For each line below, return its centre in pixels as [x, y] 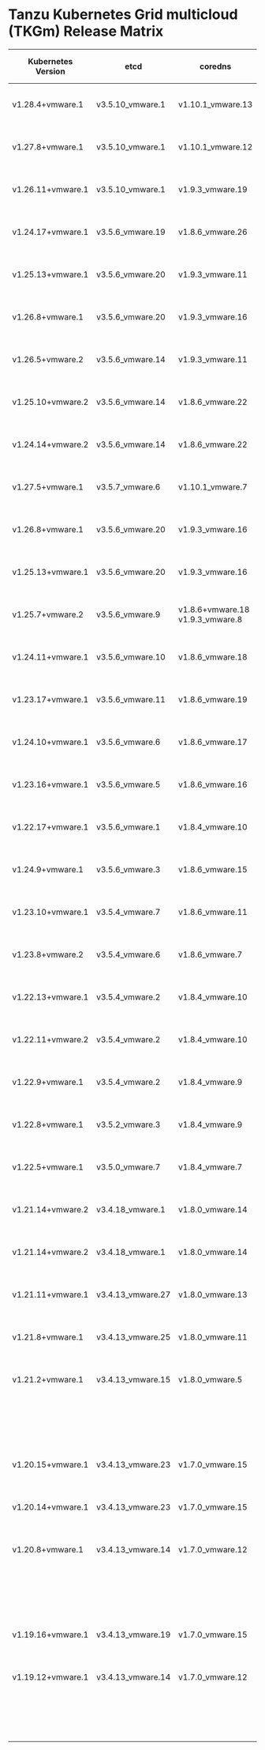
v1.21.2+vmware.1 [48, 1379]
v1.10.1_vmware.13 [216, 104]
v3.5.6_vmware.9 [128, 614]
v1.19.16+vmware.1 [50, 1635]
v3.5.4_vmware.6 [128, 954]
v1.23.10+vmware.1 [50, 912]
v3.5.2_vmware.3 [128, 1124]
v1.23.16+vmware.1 [50, 784]
